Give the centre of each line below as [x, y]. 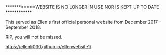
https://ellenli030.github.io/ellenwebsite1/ [48, 47]
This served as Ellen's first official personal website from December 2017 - [83, 22]
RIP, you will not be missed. [34, 37]
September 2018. [23, 27]
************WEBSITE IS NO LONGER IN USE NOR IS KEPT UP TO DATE [82, 7]
